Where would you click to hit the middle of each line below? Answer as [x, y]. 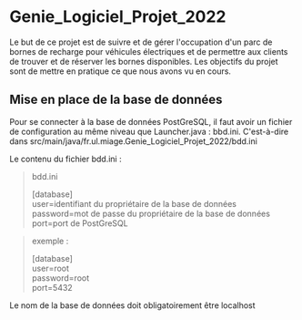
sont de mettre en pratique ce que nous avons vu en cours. [121, 71]
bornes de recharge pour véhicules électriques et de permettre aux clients [149, 51]
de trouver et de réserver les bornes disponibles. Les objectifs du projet [144, 61]
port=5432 [52, 287]
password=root [60, 278]
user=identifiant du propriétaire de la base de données [134, 203]
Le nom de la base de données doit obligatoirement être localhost [133, 305]
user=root [50, 268]
